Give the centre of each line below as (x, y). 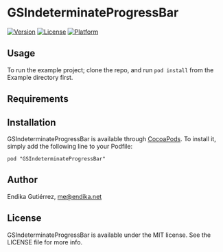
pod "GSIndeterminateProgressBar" (57, 159)
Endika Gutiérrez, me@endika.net (55, 196)
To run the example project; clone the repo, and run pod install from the (110, 70)
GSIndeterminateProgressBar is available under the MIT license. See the (109, 235)
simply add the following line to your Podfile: (70, 146)
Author (22, 180)
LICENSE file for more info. (45, 242)
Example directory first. (40, 77)
